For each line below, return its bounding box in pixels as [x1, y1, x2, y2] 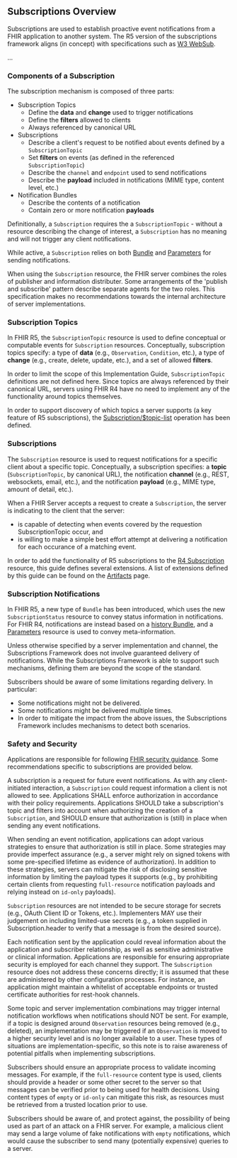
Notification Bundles [17, 191, 78, 200]
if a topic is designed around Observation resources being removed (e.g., [7, 1019, 221, 1028]
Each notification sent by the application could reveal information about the [7, 938, 226, 946]
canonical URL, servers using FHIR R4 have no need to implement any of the [7, 385, 230, 394]
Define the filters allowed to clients [28, 116, 131, 125]
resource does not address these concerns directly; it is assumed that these [7, 968, 229, 976]
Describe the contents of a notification [28, 198, 141, 207]
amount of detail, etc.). [7, 485, 74, 493]
